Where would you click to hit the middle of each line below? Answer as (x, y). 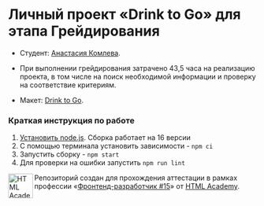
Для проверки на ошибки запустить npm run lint (102, 163)
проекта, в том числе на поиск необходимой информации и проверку (138, 76)
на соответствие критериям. (68, 85)
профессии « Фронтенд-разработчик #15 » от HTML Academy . (137, 186)
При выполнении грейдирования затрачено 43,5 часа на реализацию (137, 68)
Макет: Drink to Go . (52, 100)
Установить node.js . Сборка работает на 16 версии (105, 138)
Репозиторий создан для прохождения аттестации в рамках (136, 178)
